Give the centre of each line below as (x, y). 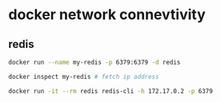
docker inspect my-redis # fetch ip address (84, 76)
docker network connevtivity (107, 15)
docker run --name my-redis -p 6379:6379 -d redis (94, 62)
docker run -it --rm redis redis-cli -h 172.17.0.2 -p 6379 (111, 91)
